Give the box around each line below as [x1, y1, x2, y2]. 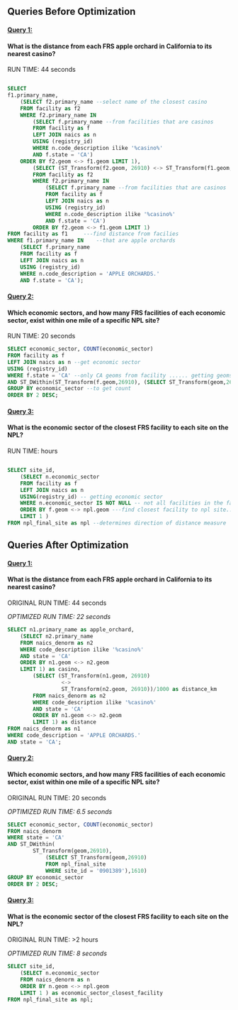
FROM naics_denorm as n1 [7, 725, 81, 733]
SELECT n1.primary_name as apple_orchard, [7, 626, 135, 633]
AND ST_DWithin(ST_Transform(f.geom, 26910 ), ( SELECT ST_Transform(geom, [7, 378, 227, 386]
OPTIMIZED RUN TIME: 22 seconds [7, 613, 111, 621]
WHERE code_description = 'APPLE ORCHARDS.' [7, 732, 141, 739]
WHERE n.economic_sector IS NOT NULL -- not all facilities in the [20, 500, 223, 507]
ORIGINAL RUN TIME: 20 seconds [7, 793, 106, 802]
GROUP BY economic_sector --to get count [7, 385, 132, 392]
